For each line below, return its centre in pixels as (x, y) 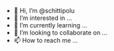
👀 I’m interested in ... (43, 18)
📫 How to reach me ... (46, 40)
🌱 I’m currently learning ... (50, 25)
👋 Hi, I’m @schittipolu (44, 11)
